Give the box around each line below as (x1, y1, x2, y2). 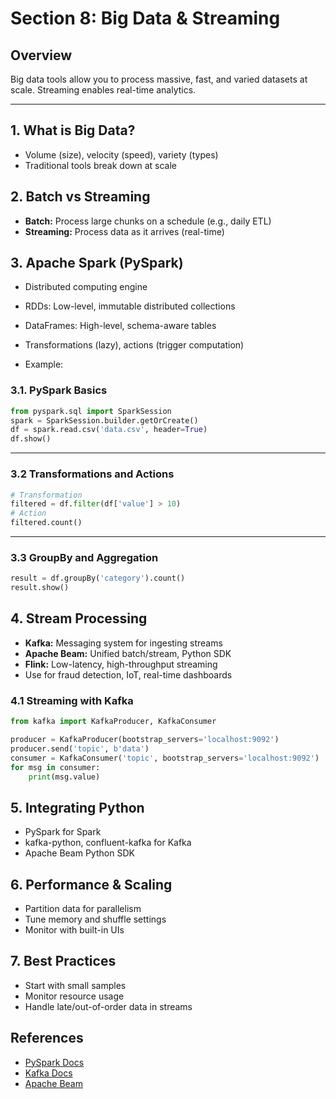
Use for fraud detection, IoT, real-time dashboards (24, 668, 233, 681)
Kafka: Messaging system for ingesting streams (24, 637, 223, 649)
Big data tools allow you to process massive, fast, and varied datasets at (10, 73, 308, 85)
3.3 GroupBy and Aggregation (10, 550, 159, 564)
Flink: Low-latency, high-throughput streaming (24, 658, 218, 670)
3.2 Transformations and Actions (10, 467, 175, 481)
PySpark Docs (24, 1056, 85, 1068)
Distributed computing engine (24, 281, 148, 293)
